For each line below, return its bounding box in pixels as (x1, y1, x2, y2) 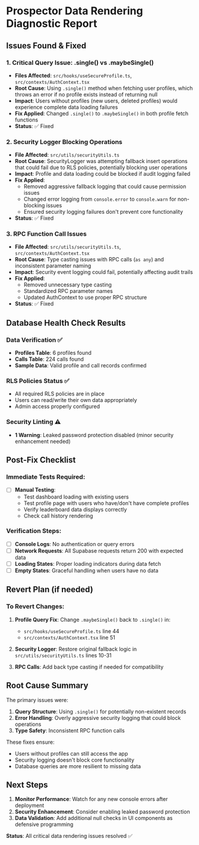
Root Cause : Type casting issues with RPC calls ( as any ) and (14, 256, 165, 263)
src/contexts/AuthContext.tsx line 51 (23, 634, 116, 641)
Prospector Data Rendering (6, 4, 144, 18)
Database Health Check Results (6, 317, 126, 328)
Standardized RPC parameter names (23, 288, 113, 295)
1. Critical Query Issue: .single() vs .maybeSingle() (6, 58, 154, 67)
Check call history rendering (23, 512, 93, 519)
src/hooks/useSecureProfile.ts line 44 (23, 627, 120, 635)
